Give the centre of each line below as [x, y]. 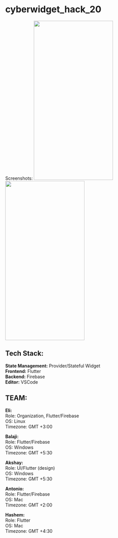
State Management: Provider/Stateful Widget [53, 366]
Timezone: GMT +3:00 [29, 426]
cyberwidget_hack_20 [53, 9]
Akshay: [14, 463]
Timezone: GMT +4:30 [29, 531]
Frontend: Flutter [23, 371]
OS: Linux [15, 421]
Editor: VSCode [22, 382]
